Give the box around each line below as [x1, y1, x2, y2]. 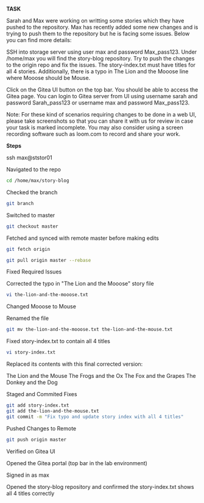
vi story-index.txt [6, 349, 56, 356]
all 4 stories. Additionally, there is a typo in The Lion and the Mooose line [6, 68, 189, 75]
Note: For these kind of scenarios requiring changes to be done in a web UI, [6, 111, 197, 118]
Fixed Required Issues [6, 268, 62, 275]
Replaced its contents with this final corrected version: [6, 360, 143, 367]
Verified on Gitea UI [6, 447, 56, 455]
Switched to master [6, 211, 55, 219]
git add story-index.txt [6, 402, 69, 408]
